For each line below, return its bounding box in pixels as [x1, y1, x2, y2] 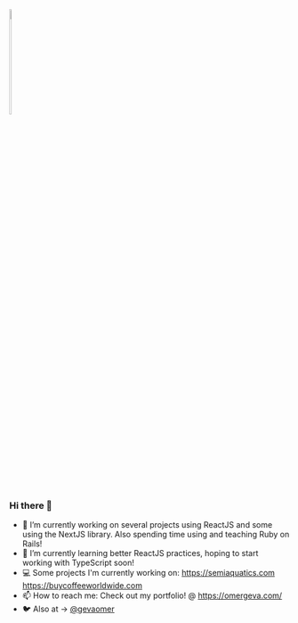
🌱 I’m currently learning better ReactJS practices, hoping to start [21, 548, 259, 559]
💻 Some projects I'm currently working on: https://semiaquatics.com [21, 568, 276, 578]
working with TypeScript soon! [21, 557, 135, 569]
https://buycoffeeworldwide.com [21, 580, 142, 591]
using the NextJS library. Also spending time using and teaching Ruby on [21, 529, 290, 540]
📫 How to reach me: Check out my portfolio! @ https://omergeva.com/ [21, 590, 283, 601]
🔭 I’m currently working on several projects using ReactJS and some [21, 520, 273, 530]
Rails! [21, 538, 43, 549]
